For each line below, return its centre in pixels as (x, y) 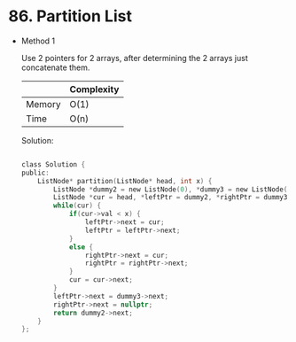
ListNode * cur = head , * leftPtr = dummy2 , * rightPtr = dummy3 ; (172, 198)
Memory (43, 104)
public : (35, 173)
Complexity (94, 89)
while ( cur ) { (78, 206)
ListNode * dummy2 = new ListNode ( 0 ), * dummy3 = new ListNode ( (171, 189)
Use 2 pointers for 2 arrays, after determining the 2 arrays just (135, 58)
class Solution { (53, 164)
